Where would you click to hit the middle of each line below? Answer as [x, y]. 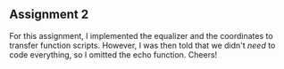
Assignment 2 [49, 15]
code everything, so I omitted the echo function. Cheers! [113, 54]
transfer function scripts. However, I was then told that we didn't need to [142, 45]
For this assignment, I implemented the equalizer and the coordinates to [142, 35]
